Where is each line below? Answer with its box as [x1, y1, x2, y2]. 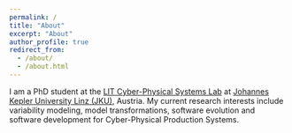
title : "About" [9, 21, 65, 30]
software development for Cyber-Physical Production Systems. [9, 114, 240, 124]
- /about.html [17, 63, 69, 71]
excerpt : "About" [9, 29, 73, 38]
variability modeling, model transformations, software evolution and [9, 105, 256, 115]
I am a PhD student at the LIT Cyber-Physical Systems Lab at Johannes [9, 85, 270, 97]
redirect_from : [9, 46, 65, 55]
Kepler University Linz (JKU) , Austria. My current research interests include [9, 95, 284, 106]
